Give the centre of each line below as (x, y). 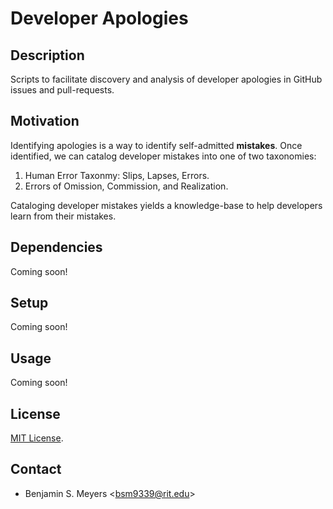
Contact (36, 469)
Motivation (45, 121)
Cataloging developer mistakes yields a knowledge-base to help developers (166, 205)
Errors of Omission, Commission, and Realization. (126, 186)
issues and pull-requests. (62, 90)
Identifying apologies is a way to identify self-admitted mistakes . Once (156, 145)
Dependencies (56, 247)
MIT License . (37, 438)
